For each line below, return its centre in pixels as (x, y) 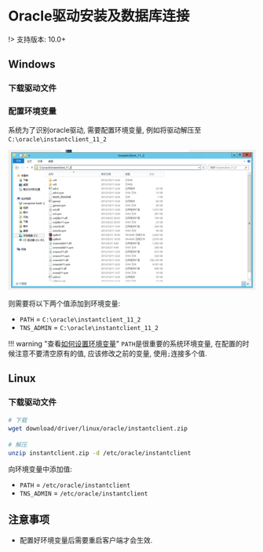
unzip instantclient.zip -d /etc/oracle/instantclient (100, 453)
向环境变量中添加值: (40, 469)
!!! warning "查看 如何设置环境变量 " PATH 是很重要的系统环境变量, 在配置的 (125, 343)
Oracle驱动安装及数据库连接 (99, 16)
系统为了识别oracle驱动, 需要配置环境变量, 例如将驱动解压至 (105, 129)
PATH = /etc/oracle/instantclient (75, 485)
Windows (32, 65)
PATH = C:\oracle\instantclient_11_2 (80, 319)
